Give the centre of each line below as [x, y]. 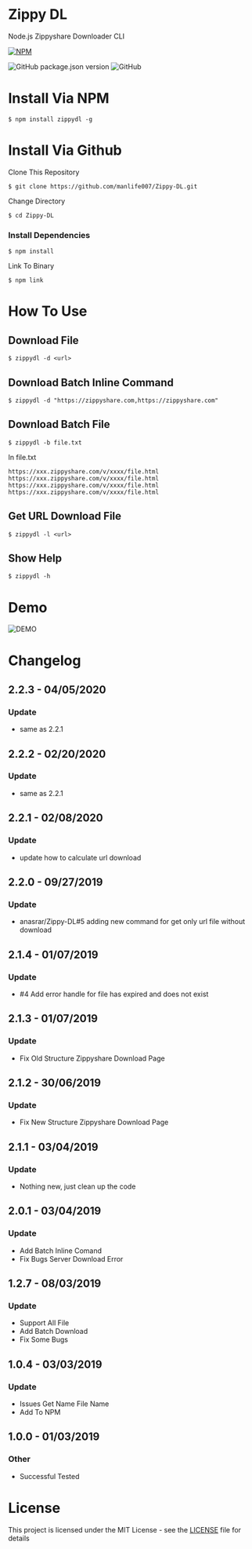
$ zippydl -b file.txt [45, 442]
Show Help [35, 558]
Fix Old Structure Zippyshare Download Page [92, 1058]
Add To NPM [40, 1412]
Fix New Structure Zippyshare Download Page [94, 1122]
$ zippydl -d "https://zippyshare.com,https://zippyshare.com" [113, 400]
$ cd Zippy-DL [31, 215]
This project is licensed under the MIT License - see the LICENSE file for [124, 1529]
